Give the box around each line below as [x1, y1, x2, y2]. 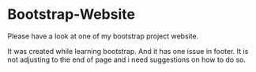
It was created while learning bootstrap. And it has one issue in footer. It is [7, 46, 249, 56]
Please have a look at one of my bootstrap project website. [7, 31, 199, 41]
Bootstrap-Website [7, 5, 136, 23]
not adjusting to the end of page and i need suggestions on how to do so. [7, 55, 247, 64]
